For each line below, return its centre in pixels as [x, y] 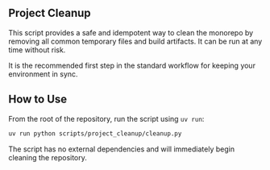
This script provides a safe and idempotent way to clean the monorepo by [131, 32]
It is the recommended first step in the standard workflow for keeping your [132, 65]
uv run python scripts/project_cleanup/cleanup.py [95, 133]
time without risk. [37, 50]
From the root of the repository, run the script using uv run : [106, 118]
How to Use [38, 100]
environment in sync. [43, 74]
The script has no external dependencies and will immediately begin [122, 149]
